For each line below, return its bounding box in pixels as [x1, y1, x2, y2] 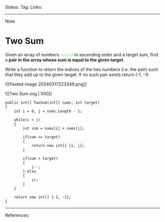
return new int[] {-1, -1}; [14, 194, 71, 199]
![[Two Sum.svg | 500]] [5, 90, 52, 96]
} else [23, 169, 36, 174]
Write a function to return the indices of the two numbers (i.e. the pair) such [5, 66, 159, 72]
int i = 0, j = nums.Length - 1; [14, 109, 82, 113]
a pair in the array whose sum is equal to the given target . [5, 56, 125, 63]
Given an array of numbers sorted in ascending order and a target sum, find [5, 52, 159, 57]
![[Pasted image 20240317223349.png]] [5, 81, 87, 87]
